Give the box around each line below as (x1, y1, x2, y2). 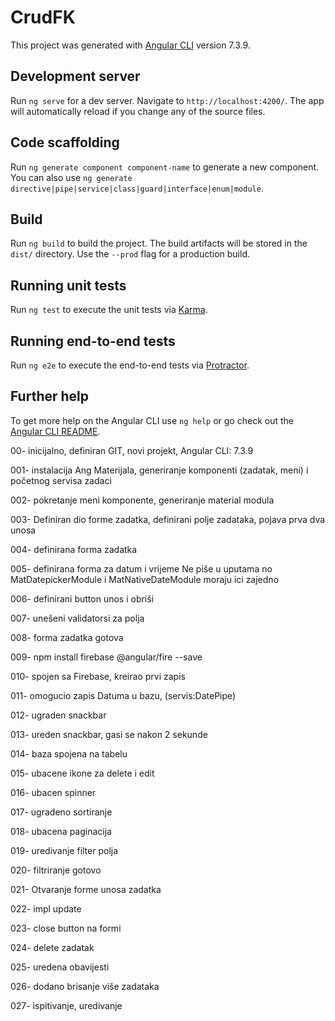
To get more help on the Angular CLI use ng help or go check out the (10, 414, 294, 426)
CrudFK (10, 6, 76, 29)
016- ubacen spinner (10, 786, 97, 798)
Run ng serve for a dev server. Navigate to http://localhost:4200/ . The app (10, 94, 325, 106)
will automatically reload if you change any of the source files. (10, 105, 266, 117)
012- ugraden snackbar (10, 709, 107, 721)
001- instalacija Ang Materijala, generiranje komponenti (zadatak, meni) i (10, 464, 309, 476)
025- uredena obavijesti (10, 961, 110, 973)
